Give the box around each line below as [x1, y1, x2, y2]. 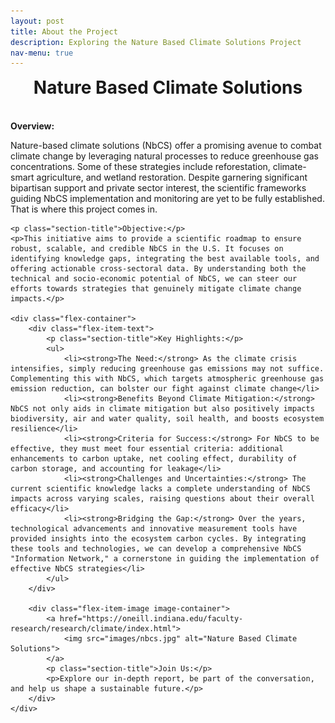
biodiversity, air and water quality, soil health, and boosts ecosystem [10, 414, 325, 424]
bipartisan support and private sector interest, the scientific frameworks [10, 182, 307, 194]
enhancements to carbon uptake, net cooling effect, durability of [10, 454, 298, 464]
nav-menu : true [10, 48, 74, 58]
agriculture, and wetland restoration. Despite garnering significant [36, 171, 308, 184]
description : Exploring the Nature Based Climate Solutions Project [10, 37, 302, 47]
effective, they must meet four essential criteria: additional [10, 444, 284, 454]
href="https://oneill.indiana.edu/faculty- [59, 614, 244, 624]
